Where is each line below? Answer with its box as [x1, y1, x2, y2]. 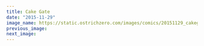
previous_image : [6, 25, 47, 32]
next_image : [6, 31, 36, 37]
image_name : [6, 20, 36, 26]
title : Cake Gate [6, 8, 50, 15]
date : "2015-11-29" [6, 14, 56, 20]
